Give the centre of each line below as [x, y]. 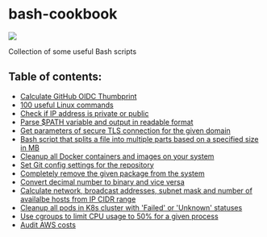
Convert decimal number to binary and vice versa [102, 181]
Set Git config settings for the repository [87, 164]
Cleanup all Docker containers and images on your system [117, 156]
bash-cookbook [63, 14]
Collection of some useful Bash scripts [73, 51]
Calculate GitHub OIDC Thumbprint [78, 96]
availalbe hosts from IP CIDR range [78, 199]
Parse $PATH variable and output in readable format [106, 122]
